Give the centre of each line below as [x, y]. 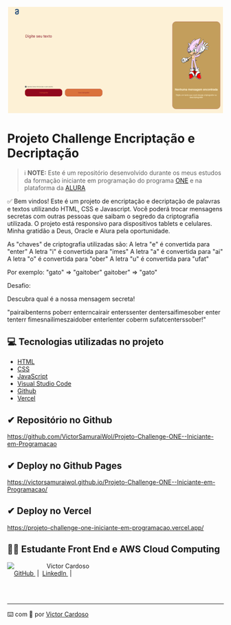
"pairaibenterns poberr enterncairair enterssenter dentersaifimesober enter [114, 312]
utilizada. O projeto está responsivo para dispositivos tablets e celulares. [110, 223]
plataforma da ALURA [55, 188]
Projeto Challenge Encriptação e [101, 138]
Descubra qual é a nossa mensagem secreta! [71, 299]
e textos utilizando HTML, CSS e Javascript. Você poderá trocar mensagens [115, 209]
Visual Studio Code [44, 384]
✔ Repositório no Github [60, 420]
